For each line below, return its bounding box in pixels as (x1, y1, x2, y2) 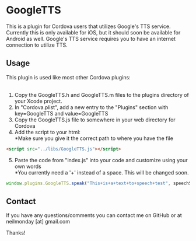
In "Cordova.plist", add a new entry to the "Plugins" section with (14, 103, 169, 111)
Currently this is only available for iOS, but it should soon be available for (6, 29, 181, 36)
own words (14, 163, 42, 170)
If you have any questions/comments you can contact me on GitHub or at (6, 212, 182, 219)
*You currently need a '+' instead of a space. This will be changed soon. (14, 169, 189, 176)
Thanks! (6, 229, 26, 236)
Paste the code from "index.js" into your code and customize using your (14, 156, 188, 163)
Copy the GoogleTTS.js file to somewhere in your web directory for (14, 116, 176, 123)
